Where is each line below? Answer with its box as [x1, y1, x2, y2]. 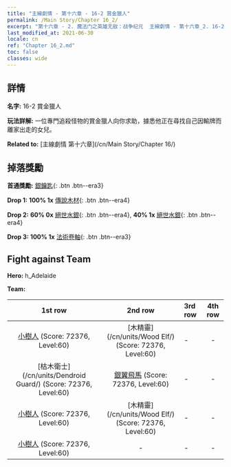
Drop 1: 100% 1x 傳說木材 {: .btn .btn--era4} [7, 196, 131, 204]
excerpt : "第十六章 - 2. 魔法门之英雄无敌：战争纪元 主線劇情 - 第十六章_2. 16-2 [7, 23, 225, 30]
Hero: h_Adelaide [7, 272, 56, 280]
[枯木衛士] [37, 361, 71, 371]
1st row [41, 306, 67, 315]
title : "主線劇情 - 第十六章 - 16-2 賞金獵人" [7, 10, 131, 17]
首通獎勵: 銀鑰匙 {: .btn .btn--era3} [7, 181, 104, 190]
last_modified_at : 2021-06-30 [7, 29, 94, 37]
